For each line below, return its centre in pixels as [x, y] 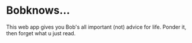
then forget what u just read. [41, 33]
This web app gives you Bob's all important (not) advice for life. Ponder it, [96, 27]
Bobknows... [38, 10]
